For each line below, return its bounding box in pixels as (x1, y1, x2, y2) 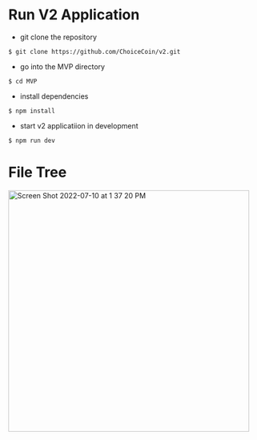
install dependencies (19, 91, 89, 101)
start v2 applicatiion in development (19, 120, 139, 130)
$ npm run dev (8, 136, 56, 145)
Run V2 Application (8, 6, 140, 24)
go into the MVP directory (19, 62, 106, 71)
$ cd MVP (8, 77, 38, 85)
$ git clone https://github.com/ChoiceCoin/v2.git (8, 47, 181, 55)
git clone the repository (19, 32, 98, 42)
